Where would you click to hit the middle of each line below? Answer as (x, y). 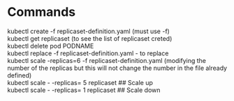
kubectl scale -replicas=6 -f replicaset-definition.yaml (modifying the (107, 60)
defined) (20, 75)
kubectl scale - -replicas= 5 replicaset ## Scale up (80, 82)
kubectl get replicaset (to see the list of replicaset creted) (90, 38)
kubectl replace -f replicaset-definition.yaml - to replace (88, 53)
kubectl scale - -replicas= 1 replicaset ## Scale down (84, 90)
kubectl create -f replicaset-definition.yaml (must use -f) (88, 31)
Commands (42, 12)
